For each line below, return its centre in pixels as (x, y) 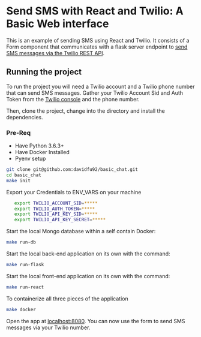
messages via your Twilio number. (48, 327)
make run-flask (25, 265)
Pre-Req (19, 133)
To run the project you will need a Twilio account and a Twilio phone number (100, 86)
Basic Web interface (58, 24)
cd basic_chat (24, 175)
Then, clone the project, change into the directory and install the (85, 111)
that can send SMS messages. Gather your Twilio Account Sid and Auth (95, 93)
